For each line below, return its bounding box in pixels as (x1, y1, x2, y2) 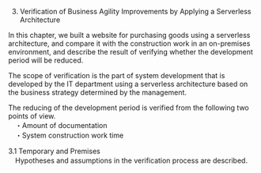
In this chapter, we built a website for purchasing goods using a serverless (8, 31, 251, 39)
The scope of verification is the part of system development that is (8, 71, 225, 80)
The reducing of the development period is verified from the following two (8, 103, 249, 112)
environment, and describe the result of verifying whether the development (8, 47, 253, 56)
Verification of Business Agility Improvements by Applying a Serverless (19, 7, 252, 16)
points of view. (8, 111, 56, 121)
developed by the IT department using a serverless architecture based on (8, 79, 248, 88)
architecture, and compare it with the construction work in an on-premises (8, 39, 251, 48)
